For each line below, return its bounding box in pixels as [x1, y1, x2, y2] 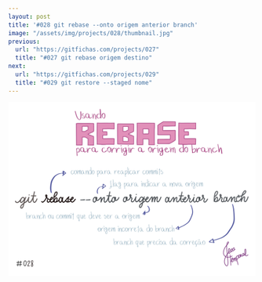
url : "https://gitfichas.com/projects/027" [15, 45, 159, 54]
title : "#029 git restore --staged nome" [15, 78, 153, 86]
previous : [8, 38, 41, 45]
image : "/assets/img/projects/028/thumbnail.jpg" [8, 29, 174, 37]
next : [8, 63, 26, 70]
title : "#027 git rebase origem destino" [15, 54, 153, 62]
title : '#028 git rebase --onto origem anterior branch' [8, 20, 198, 29]
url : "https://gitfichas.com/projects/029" [15, 70, 159, 78]
